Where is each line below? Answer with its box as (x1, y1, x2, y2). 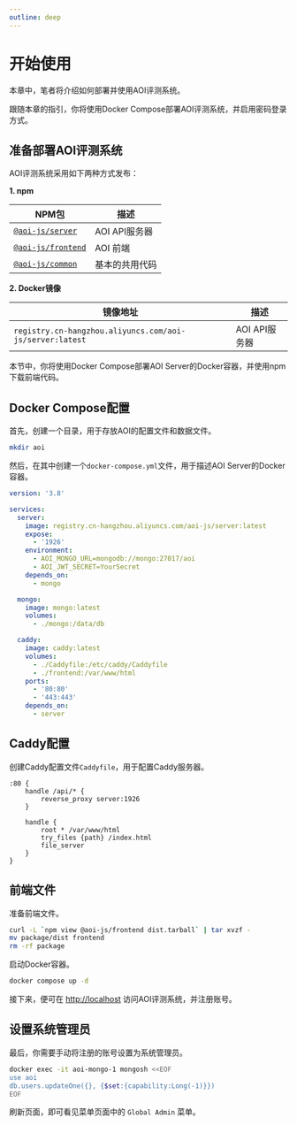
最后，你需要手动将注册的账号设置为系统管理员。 (9, 1047, 187, 1058)
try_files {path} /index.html (41, 833, 152, 842)
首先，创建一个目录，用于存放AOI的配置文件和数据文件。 (9, 425, 217, 436)
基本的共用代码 (94, 258, 157, 271)
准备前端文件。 (9, 907, 64, 918)
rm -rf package (9, 942, 65, 951)
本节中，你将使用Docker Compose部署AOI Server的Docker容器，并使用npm (9, 361, 286, 371)
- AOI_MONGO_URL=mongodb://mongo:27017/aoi (32, 555, 196, 563)
